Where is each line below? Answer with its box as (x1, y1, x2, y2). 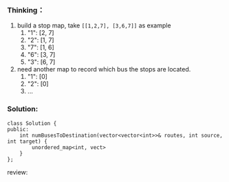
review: (7, 168, 28, 176)
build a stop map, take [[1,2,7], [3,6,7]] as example (17, 21, 171, 30)
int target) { (7, 138, 48, 145)
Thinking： (7, 5, 45, 14)
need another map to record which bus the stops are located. (17, 65, 191, 73)
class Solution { (7, 120, 57, 127)
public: (7, 126, 30, 133)
